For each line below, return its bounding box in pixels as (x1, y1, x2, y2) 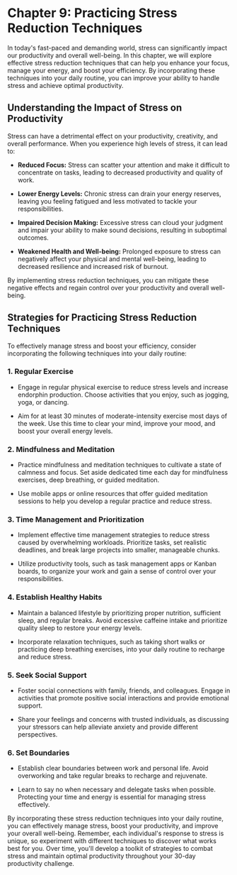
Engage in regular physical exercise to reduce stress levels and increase (17, 383, 229, 391)
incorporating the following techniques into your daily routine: (7, 349, 187, 358)
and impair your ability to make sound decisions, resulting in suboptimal (17, 226, 227, 234)
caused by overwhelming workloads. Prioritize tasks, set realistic (17, 538, 207, 547)
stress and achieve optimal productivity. (7, 81, 124, 89)
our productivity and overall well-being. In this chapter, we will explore (7, 51, 212, 60)
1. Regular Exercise (7, 367, 74, 377)
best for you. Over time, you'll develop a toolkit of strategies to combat (7, 844, 214, 853)
